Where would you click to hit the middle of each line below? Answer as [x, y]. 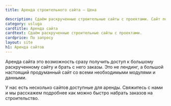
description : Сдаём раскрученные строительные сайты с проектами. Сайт [83, 19]
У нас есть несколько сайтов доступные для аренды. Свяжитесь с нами [84, 87]
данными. [16, 77]
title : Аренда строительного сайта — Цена [51, 10]
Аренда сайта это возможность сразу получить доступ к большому [79, 62]
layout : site [19, 43]
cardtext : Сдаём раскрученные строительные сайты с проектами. [74, 33]
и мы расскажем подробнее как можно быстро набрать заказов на [79, 93]
